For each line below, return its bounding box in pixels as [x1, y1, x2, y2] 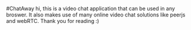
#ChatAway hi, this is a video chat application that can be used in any [6, 5, 176, 12]
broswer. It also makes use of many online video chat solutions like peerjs [6, 11, 186, 18]
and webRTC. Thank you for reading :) [6, 18, 99, 24]
